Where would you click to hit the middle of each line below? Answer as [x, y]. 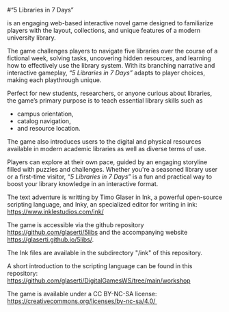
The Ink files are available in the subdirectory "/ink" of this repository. [105, 253]
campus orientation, [45, 114]
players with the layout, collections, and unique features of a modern [104, 30]
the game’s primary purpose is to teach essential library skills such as [105, 101]
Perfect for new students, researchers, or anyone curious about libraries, [110, 93]
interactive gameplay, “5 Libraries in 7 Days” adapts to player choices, [106, 73]
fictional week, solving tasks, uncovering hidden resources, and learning [109, 58]
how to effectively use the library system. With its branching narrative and [111, 65]
